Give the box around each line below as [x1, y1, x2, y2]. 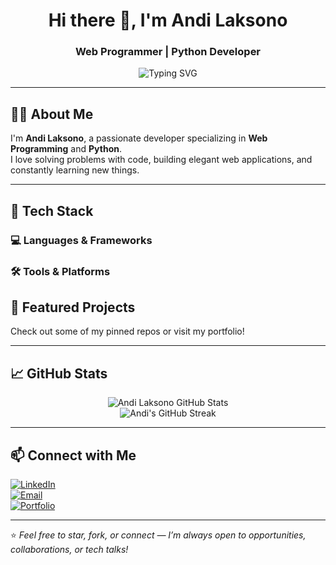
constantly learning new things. [10, 164, 140, 176]
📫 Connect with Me [10, 447, 137, 464]
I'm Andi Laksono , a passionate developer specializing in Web [10, 132, 268, 144]
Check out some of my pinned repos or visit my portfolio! [10, 325, 245, 338]
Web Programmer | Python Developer [74, 45, 262, 59]
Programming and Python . [10, 143, 122, 155]
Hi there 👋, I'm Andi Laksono [48, 9, 288, 32]
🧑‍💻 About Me [10, 105, 94, 123]
